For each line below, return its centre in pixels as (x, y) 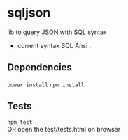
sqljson (29, 13)
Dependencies (40, 68)
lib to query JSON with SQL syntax (57, 32)
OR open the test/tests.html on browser (64, 129)
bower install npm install (46, 85)
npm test (20, 122)
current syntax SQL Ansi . (54, 45)
